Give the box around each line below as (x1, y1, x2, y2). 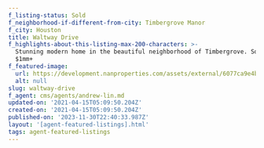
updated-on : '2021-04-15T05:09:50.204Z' (8, 99, 143, 106)
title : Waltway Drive (8, 33, 79, 42)
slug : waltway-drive (8, 84, 76, 92)
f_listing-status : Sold (8, 11, 86, 20)
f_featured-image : (8, 63, 68, 70)
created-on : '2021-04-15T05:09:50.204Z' (8, 106, 143, 114)
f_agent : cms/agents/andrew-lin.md (8, 92, 125, 99)
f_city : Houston (8, 26, 61, 34)
